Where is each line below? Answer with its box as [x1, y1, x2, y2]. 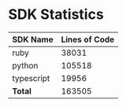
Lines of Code [61, 34, 115, 45]
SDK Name [12, 34, 54, 45]
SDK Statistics [8, 6, 104, 24]
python [12, 60, 39, 71]
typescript [12, 72, 50, 83]
